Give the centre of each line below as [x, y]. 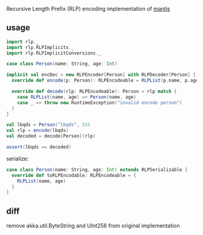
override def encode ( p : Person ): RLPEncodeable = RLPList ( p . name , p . [101, 81]
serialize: [18, 158]
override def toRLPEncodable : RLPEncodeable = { [74, 175]
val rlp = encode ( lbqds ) [37, 131]
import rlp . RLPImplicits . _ [40, 47]
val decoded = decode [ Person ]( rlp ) [51, 136]
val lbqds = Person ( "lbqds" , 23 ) [48, 125]
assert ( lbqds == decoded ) [39, 147]
